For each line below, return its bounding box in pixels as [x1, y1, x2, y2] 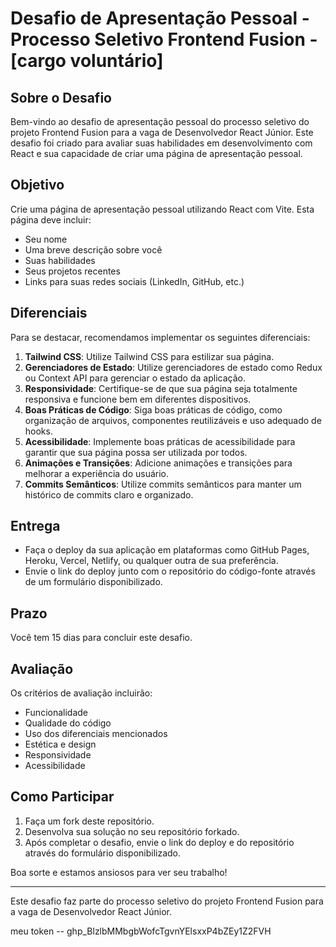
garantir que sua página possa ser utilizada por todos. [24, 446, 248, 458]
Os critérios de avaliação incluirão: [10, 687, 153, 699]
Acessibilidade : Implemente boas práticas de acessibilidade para [24, 435, 296, 447]
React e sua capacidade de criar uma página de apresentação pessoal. [10, 148, 303, 159]
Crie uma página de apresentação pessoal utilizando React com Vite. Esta [10, 203, 315, 215]
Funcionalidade [24, 707, 89, 719]
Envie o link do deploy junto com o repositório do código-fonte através [24, 565, 316, 577]
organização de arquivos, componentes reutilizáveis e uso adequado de [24, 414, 322, 426]
